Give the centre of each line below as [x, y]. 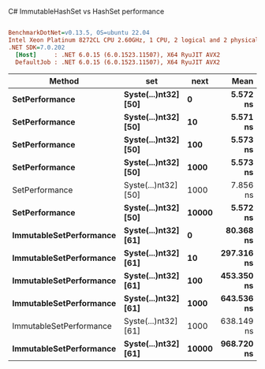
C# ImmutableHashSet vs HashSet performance [86, 11]
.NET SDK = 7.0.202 [37, 47]
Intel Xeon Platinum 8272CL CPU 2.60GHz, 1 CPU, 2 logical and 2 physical [134, 40]
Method [64, 81]
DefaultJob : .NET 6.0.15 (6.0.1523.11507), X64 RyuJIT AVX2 [118, 62]
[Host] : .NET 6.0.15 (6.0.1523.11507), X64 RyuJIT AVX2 [118, 54]
